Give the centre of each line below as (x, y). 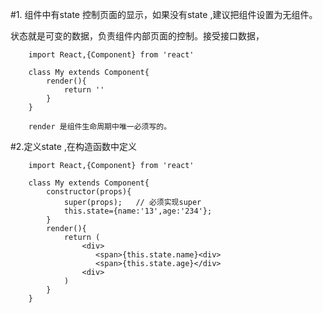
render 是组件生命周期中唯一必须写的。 (100, 127)
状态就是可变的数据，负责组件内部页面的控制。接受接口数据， (137, 36)
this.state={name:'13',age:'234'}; (138, 211)
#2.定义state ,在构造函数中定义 (73, 146)
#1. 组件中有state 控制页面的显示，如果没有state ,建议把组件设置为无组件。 (164, 14)
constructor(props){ (89, 192)
